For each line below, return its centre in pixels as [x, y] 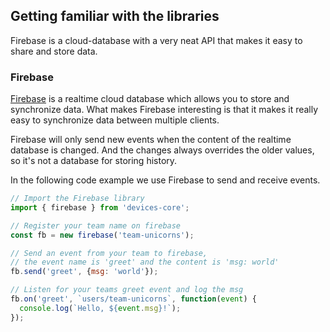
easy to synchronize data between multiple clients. [115, 120]
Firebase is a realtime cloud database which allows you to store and [150, 99]
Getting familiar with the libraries [115, 16]
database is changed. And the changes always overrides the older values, [162, 150]
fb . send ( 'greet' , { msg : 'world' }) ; [84, 272]
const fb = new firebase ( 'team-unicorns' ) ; [102, 235]
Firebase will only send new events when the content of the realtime [151, 140]
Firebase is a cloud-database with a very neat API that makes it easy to [156, 40]
